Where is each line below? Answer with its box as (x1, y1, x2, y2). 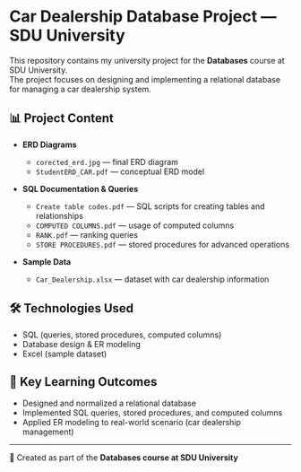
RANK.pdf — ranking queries (35, 229, 139, 240)
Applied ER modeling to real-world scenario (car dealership (21, 417, 242, 428)
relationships (35, 210, 83, 221)
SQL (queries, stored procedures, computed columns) (21, 329, 222, 340)
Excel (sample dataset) (21, 348, 107, 359)
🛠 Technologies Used (9, 301, 134, 316)
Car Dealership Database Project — (9, 6, 278, 27)
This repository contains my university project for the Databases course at (9, 55, 285, 66)
